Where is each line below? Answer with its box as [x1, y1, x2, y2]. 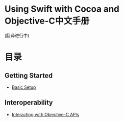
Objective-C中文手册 [4, 16, 90, 26]
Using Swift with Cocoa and [4, 3, 120, 15]
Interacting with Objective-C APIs [11, 111, 79, 117]
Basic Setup [11, 84, 36, 90]
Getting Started [4, 71, 53, 79]
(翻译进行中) [4, 32, 30, 38]
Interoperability [4, 98, 53, 107]
